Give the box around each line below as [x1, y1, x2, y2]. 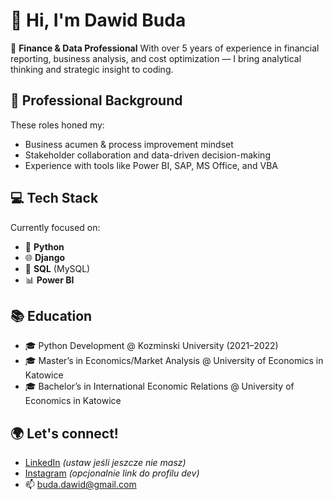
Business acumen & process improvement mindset [24, 138, 234, 150]
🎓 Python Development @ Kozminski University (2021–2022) [24, 340, 279, 352]
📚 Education [10, 307, 93, 324]
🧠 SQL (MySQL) [24, 262, 91, 274]
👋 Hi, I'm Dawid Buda [10, 9, 187, 32]
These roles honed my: [10, 119, 105, 131]
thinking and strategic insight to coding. [10, 63, 174, 75]
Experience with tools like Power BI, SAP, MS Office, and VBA [24, 159, 278, 171]
